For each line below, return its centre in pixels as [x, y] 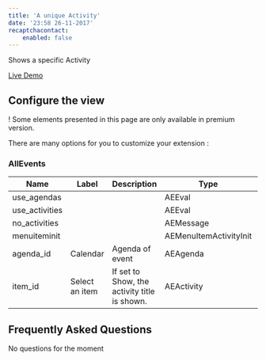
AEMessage [187, 223]
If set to [126, 272]
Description [135, 184]
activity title [134, 291]
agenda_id [32, 254]
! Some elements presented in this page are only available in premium [122, 120]
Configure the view [57, 100]
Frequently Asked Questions [80, 329]
